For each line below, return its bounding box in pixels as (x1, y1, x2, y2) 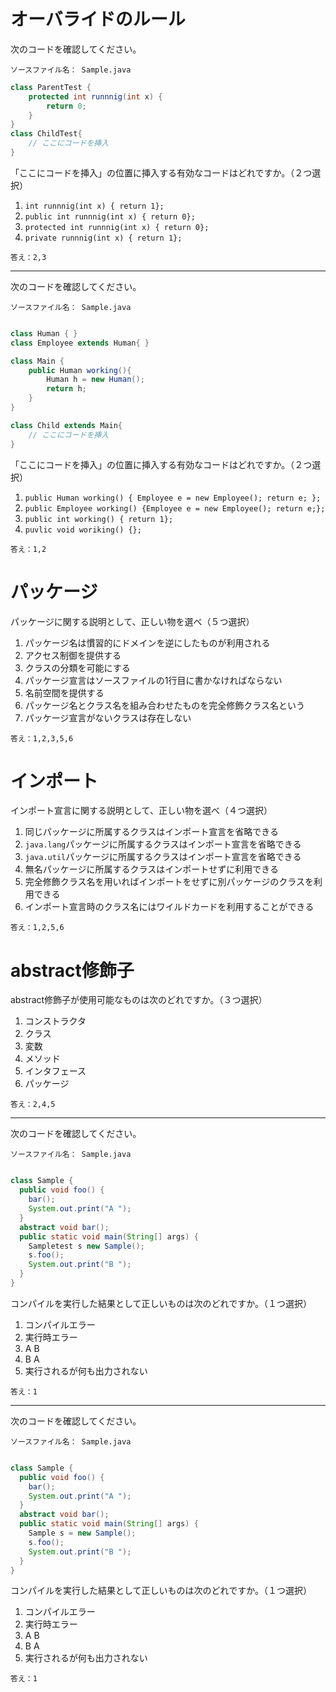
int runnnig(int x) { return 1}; (24, 201, 165, 211)
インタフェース (24, 1065, 87, 1077)
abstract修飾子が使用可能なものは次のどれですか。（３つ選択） (10, 994, 268, 1006)
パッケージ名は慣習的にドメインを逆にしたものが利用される (24, 636, 271, 649)
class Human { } (10, 328, 78, 339)
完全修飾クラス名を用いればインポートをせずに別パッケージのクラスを (24, 876, 314, 888)
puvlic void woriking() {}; (24, 525, 142, 535)
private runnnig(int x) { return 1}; (24, 233, 183, 243)
